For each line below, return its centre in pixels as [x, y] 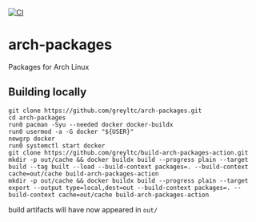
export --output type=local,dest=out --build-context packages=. [119, 188]
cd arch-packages [37, 117]
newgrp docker [32, 139]
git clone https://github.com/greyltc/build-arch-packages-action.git [128, 152]
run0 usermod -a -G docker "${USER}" [71, 131]
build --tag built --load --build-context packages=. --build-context [128, 167]
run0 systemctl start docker [57, 145]
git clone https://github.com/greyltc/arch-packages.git [105, 111]
